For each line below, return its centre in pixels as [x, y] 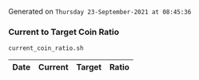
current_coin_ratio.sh [46, 48]
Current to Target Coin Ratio [64, 32]
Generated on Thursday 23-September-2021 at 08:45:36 [100, 11]
